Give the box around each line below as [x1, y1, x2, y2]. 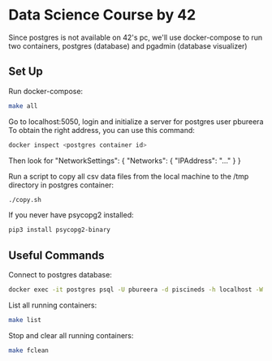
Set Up [8, 65, 43, 79]
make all [8, 101, 38, 110]
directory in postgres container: [8, 180, 114, 190]
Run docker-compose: [8, 86, 84, 96]
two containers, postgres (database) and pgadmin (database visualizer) [8, 41, 248, 50]
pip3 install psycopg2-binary [8, 226, 111, 234]
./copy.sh [8, 196, 42, 204]
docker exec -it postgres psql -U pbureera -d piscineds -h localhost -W [8, 286, 264, 294]
